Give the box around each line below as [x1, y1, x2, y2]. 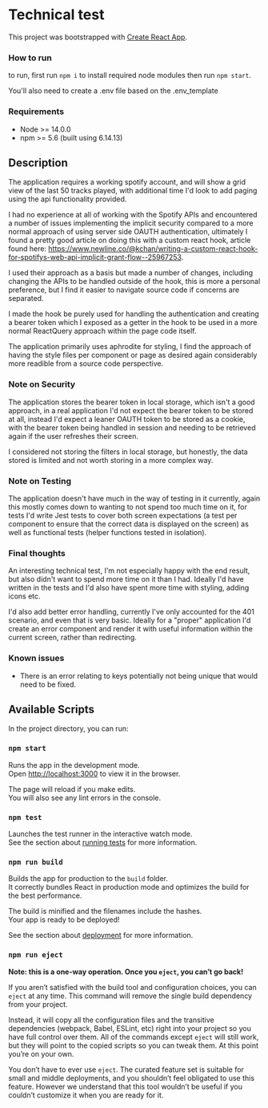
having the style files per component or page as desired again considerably [8, 351, 258, 360]
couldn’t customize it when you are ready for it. [8, 1090, 164, 1100]
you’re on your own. [8, 1049, 74, 1058]
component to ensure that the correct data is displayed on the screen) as [8, 519, 250, 529]
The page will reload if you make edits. [8, 784, 136, 793]
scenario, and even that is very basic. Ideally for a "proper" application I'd [8, 615, 251, 625]
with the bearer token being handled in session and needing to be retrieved [8, 423, 256, 432]
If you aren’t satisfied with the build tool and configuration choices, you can [8, 982, 258, 992]
